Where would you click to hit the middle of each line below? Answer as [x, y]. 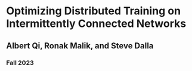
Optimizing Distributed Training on [93, 11]
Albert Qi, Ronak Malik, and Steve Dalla [80, 46]
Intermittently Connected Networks [96, 24]
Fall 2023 [20, 63]
